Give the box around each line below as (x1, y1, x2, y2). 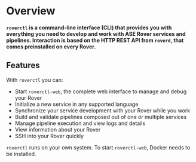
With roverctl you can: (6, 76, 63, 83)
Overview (6, 4, 56, 18)
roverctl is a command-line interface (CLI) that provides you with (6, 24, 172, 31)
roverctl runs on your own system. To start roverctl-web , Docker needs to (6, 143, 191, 151)
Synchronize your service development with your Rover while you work (14, 106, 191, 114)
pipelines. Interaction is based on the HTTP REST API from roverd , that (6, 36, 184, 44)
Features (6, 60, 40, 71)
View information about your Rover (14, 126, 101, 133)
